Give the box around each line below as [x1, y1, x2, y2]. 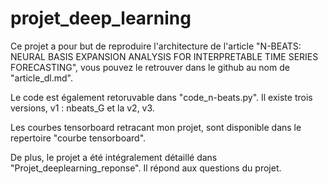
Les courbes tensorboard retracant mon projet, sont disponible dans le [10, 121, 302, 133]
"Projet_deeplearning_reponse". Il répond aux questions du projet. [10, 162, 282, 174]
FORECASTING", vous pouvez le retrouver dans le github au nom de [10, 61, 290, 73]
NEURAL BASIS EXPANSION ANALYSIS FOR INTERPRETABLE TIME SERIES [10, 50, 319, 62]
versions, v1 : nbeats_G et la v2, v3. [10, 102, 155, 114]
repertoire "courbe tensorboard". [10, 132, 147, 144]
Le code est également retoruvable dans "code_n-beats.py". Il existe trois [10, 91, 313, 103]
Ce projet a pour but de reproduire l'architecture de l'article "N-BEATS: [10, 40, 302, 52]
